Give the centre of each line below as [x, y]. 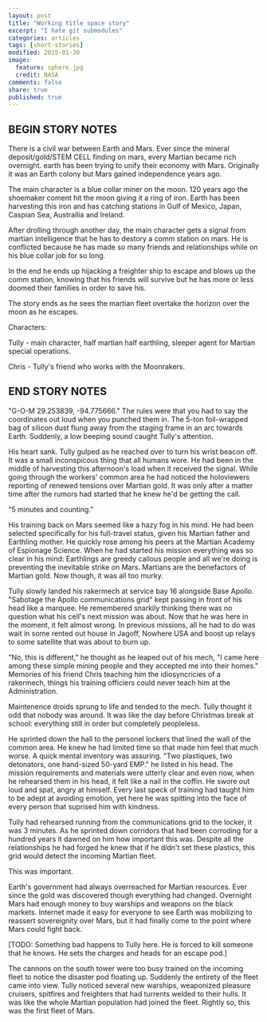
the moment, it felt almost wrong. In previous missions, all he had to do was [132, 625]
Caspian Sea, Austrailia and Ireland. [67, 215]
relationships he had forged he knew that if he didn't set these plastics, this [132, 847]
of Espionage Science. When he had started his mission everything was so [131, 550]
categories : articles [44, 38]
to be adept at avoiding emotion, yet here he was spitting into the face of [128, 798]
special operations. [40, 351]
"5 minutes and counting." [51, 509]
